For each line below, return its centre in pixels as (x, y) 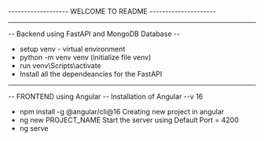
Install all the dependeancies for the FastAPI (91, 74)
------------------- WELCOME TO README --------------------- (112, 11)
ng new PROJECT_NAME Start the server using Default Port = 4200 (129, 120)
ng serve (34, 128)
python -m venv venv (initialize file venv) (85, 57)
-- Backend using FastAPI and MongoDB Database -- (94, 34)
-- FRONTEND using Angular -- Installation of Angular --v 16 (106, 96)
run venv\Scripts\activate (60, 65)
